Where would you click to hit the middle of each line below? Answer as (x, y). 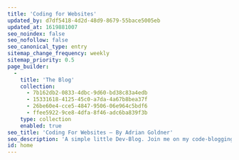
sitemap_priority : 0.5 (41, 60)
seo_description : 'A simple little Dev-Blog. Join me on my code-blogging (121, 139)
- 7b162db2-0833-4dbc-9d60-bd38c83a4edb (87, 93)
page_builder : (28, 67)
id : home (20, 146)
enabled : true (41, 126)
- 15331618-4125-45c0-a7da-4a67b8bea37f (87, 100)
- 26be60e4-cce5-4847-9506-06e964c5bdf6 (87, 106)
